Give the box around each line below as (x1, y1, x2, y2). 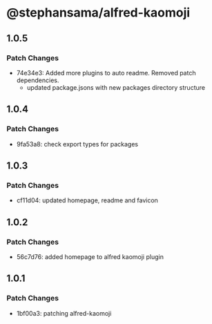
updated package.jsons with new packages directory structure (26, 83, 205, 91)
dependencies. (16, 76, 59, 84)
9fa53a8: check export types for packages (16, 140, 139, 148)
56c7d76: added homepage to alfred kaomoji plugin (16, 252, 164, 260)
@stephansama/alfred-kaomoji (6, 5, 191, 21)
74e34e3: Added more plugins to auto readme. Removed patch (16, 68, 196, 77)
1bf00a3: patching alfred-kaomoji (16, 309, 112, 317)
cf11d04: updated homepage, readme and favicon (16, 196, 158, 204)
